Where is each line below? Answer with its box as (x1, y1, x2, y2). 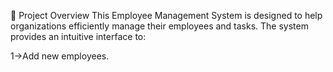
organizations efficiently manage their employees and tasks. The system (10, 20, 309, 32)
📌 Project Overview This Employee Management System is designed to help (10, 10, 323, 21)
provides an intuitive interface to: (10, 31, 147, 42)
